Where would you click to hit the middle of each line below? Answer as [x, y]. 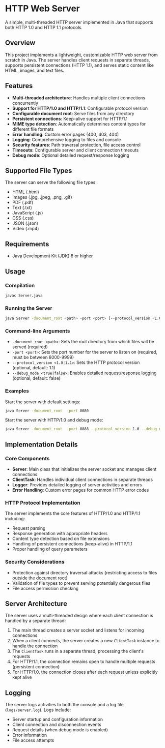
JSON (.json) [25, 223]
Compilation [20, 285]
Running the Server [29, 308]
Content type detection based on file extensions [61, 539]
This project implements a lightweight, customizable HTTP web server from [82, 55]
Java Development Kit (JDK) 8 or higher [53, 256]
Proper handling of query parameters [50, 549]
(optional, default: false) [36, 378]
